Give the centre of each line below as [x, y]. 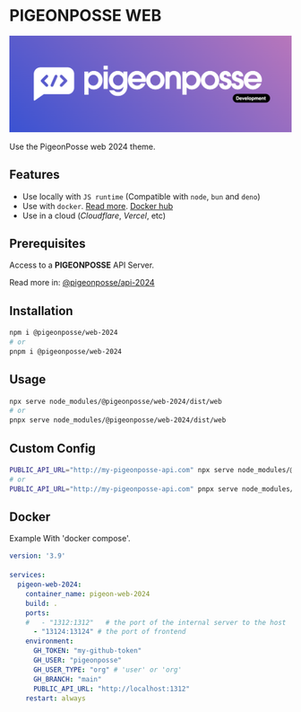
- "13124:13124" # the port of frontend [109, 632]
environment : [50, 642]
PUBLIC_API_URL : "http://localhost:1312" [112, 689]
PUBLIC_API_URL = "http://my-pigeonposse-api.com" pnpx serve [124, 489]
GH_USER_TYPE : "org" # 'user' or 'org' [107, 670]
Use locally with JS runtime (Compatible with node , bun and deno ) [142, 196]
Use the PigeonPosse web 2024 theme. [82, 146]
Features [34, 175]
